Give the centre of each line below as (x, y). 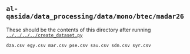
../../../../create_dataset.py (44, 35)
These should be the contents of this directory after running (79, 30)
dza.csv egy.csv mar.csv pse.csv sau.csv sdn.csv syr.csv (79, 45)
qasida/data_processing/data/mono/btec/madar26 (95, 17)
